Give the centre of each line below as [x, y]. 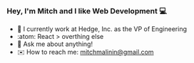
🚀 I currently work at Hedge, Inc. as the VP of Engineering [102, 29]
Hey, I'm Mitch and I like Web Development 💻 [87, 11]
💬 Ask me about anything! [55, 44]
